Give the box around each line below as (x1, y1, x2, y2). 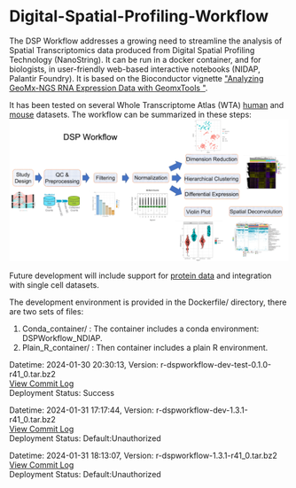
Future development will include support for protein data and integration (9, 270, 272, 281)
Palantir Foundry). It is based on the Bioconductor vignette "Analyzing (9, 73, 264, 83)
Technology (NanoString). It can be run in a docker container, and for (9, 54, 261, 65)
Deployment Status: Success (9, 387, 115, 398)
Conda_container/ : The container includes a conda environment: (21, 323, 260, 334)
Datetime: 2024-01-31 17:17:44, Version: (9, 405, 155, 415)
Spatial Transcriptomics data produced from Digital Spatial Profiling (9, 44, 255, 55)
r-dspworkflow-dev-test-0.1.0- (160, 359, 272, 369)
